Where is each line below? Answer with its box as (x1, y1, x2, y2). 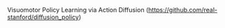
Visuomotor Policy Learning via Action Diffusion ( (7, 6, 149, 14)
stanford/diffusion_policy (7, 13, 79, 21)
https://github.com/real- (147, 6, 218, 14)
